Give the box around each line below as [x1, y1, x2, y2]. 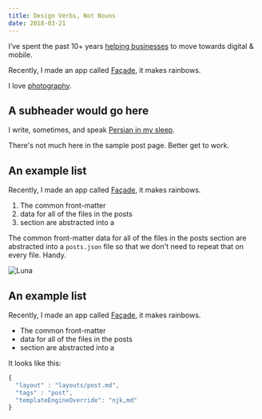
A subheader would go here [8, 103, 149, 117]
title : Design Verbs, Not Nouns [8, 11, 116, 20]
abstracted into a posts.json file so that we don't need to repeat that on [8, 242, 244, 252]
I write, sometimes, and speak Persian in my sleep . [8, 125, 176, 135]
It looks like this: [8, 358, 62, 368]
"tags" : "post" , [15, 389, 73, 397]
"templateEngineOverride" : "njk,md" [15, 396, 137, 405]
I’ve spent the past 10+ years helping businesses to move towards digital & [8, 41, 254, 50]
